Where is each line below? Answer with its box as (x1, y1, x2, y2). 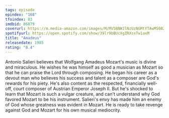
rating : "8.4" (5, 45, 35, 50)
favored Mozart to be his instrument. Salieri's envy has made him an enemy (5, 96, 162, 102)
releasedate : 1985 (5, 40, 44, 45)
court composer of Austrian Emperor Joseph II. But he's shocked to (13, 85, 153, 91)
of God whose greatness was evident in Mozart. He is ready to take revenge (5, 101, 163, 107)
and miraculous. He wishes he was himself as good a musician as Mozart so (5, 64, 163, 70)
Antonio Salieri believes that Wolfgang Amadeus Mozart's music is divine (5, 58, 156, 65)
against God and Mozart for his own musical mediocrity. (5, 107, 121, 113)
